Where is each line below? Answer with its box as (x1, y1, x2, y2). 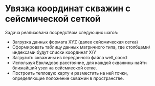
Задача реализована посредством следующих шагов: (5, 29, 118, 35)
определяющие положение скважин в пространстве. (12, 75, 124, 81)
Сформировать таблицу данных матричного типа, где (12, 44, 125, 50)
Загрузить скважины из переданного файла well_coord (12, 54, 127, 60)
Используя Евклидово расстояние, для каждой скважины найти (12, 60, 147, 65)
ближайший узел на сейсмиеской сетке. (12, 64, 97, 71)
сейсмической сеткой (5, 13, 101, 24)
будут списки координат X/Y (36, 49, 96, 55)
